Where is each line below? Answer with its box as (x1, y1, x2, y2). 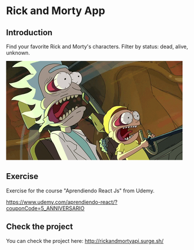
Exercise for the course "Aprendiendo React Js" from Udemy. (6, 187, 155, 194)
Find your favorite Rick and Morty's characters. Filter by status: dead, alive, (6, 43, 188, 50)
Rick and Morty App (6, 4, 106, 18)
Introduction (6, 28, 53, 38)
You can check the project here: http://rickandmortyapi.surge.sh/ (6, 237, 164, 244)
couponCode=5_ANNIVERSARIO (6, 204, 85, 212)
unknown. (6, 49, 31, 56)
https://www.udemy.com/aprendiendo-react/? (6, 198, 118, 205)
